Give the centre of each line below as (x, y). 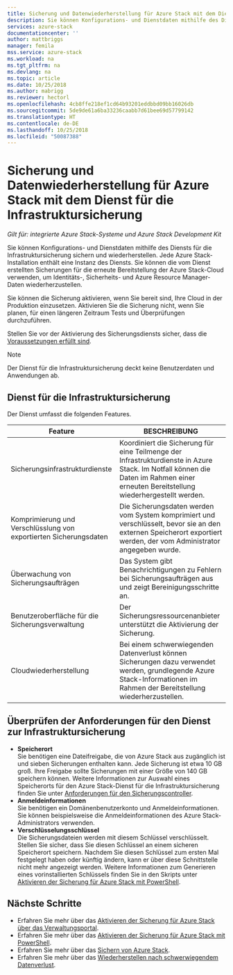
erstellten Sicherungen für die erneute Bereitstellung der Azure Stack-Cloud (115, 270)
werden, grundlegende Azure (167, 670)
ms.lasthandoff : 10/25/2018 (48, 130)
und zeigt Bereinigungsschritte (169, 587)
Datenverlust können (153, 653)
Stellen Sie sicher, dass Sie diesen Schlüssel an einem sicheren (108, 844)
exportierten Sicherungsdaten (60, 537)
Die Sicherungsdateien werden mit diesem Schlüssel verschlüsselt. (113, 837)
